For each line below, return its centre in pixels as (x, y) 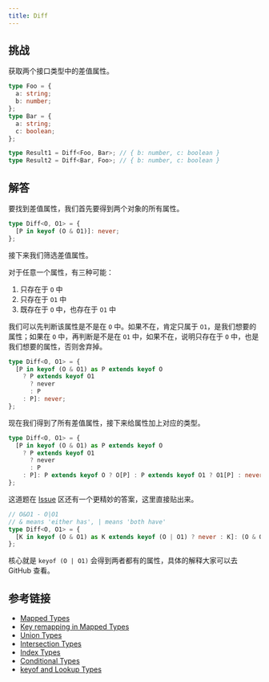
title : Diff (28, 16)
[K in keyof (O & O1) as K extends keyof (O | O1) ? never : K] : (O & (136, 537)
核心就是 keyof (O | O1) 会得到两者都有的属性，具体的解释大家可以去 (123, 561)
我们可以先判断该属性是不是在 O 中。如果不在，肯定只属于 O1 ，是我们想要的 (132, 326)
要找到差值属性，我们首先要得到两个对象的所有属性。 (96, 208)
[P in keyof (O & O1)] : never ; (68, 231)
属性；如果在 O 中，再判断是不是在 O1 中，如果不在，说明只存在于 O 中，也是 (134, 336)
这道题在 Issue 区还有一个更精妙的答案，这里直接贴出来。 (103, 499)
